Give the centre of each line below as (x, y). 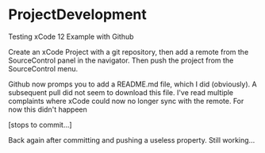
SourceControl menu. (43, 68)
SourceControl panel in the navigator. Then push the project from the (121, 60)
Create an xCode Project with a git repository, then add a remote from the (129, 52)
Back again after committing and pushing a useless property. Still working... (132, 140)
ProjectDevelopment (77, 15)
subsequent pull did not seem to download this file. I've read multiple (121, 92)
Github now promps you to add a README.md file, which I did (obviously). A (132, 84)
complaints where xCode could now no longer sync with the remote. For (126, 101)
